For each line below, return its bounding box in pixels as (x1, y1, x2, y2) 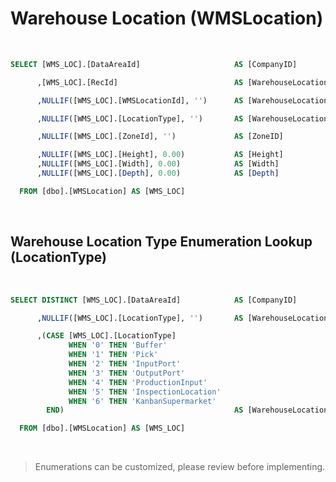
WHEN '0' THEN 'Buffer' (68, 340, 168, 351)
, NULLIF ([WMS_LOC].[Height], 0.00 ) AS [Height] (36, 150, 284, 160)
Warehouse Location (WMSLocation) (10, 7, 324, 30)
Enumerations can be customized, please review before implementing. (34, 461, 326, 473)
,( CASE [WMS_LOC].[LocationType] (36, 331, 177, 341)
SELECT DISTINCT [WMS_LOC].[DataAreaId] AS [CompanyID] (10, 295, 298, 305)
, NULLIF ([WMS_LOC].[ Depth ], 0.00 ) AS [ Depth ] (36, 168, 280, 179)
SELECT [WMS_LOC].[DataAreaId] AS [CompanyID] (10, 59, 298, 69)
